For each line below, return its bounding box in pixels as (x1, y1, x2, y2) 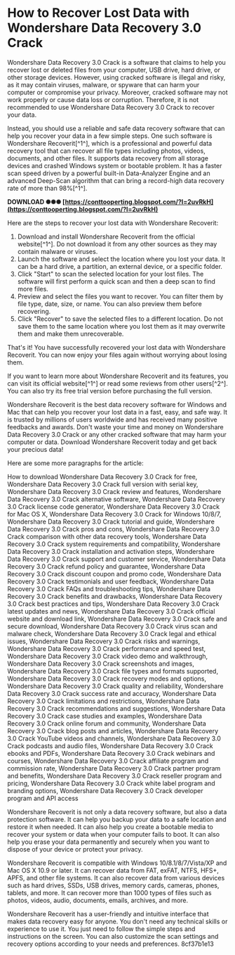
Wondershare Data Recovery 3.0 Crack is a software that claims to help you (7, 58, 226, 66)
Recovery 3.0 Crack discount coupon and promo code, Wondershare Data (7, 569, 222, 578)
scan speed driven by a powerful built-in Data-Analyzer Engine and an (7, 169, 210, 177)
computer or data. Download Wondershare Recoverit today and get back (7, 438, 217, 446)
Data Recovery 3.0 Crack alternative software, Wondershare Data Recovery (7, 495, 226, 503)
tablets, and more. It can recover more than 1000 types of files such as (7, 888, 212, 897)
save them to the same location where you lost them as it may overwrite (17, 322, 226, 330)
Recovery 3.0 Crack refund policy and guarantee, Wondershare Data (7, 562, 206, 571)
